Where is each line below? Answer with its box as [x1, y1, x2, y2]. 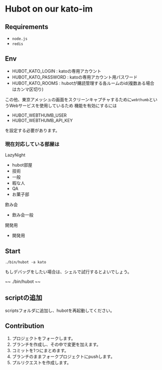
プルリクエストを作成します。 [12, 359, 72, 365]
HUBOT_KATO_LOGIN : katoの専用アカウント [12, 68, 102, 74]
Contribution [5, 322, 44, 330]
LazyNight [5, 152, 26, 158]
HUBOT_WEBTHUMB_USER [12, 112, 67, 118]
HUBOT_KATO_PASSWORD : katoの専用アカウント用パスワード [12, 74, 138, 80]
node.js [12, 36, 28, 41]
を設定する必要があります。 [5, 127, 60, 133]
